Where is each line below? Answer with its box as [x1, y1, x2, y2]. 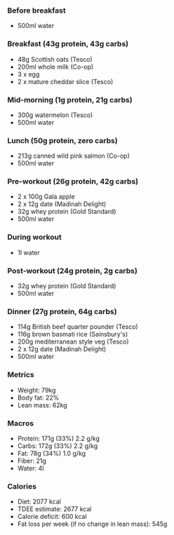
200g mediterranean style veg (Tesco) [17, 337, 129, 346]
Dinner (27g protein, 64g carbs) [7, 307, 117, 316]
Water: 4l [17, 463, 44, 472]
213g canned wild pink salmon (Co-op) [17, 151, 130, 160]
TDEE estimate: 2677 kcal [17, 505, 92, 513]
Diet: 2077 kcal [17, 497, 61, 506]
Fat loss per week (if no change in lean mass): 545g [17, 520, 168, 528]
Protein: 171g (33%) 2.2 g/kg [17, 434, 100, 442]
